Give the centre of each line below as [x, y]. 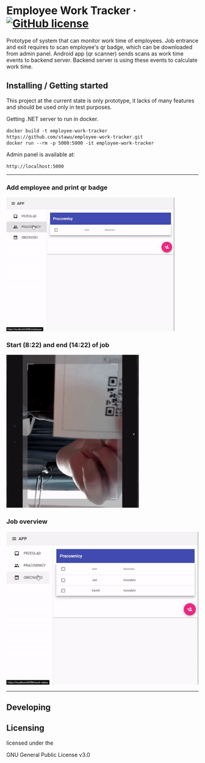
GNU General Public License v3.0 [48, 754]
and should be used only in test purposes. [59, 107]
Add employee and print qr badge [57, 187]
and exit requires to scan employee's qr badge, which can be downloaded [99, 47]
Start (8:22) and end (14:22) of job [58, 345]
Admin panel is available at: [41, 154]
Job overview [27, 522]
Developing [28, 708]
